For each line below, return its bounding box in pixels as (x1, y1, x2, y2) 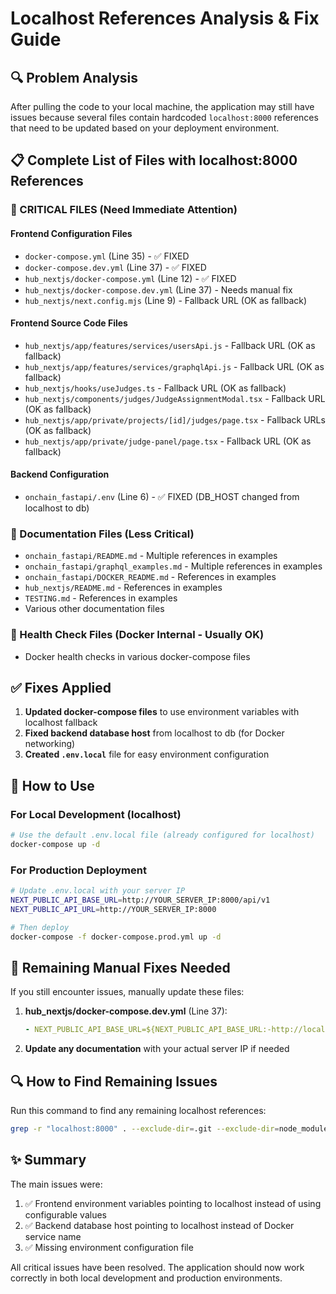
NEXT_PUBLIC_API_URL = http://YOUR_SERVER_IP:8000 (10, 904, 217, 914)
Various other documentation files (24, 603, 165, 615)
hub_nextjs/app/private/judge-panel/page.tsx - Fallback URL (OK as (24, 435, 312, 447)
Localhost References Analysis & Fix (10, 7, 320, 30)
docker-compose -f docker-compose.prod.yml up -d (10, 932, 222, 942)
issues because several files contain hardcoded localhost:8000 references (10, 112, 319, 123)
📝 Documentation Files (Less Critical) (10, 527, 195, 541)
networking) (24, 738, 76, 750)
